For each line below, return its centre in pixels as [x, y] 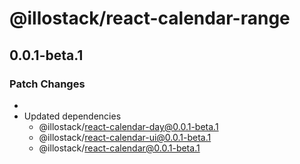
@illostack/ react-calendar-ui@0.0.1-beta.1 [125, 137]
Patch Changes [47, 84]
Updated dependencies [72, 116]
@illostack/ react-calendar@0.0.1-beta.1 [119, 148]
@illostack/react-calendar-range [150, 18]
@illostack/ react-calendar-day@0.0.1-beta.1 [128, 126]
